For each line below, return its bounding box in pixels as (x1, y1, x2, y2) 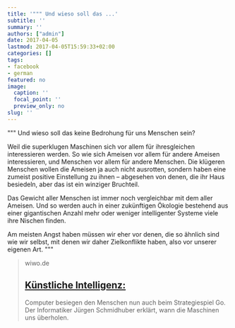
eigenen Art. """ (7, 245, 54, 254)
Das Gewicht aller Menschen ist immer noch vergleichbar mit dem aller (7, 193, 213, 202)
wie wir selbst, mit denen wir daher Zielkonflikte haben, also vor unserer (7, 237, 217, 246)
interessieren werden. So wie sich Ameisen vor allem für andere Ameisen (7, 149, 220, 158)
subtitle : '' (7, 17, 46, 24)
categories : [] (7, 50, 52, 57)
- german (7, 69, 33, 77)
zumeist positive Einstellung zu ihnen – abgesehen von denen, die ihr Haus (7, 172, 225, 181)
